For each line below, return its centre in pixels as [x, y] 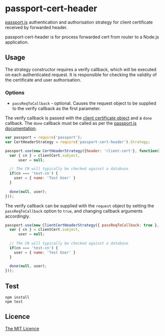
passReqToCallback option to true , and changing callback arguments [74, 211]
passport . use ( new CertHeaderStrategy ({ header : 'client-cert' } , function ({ [83, 151]
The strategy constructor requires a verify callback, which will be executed [81, 69]
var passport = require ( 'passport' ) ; [44, 138]
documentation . [21, 129]
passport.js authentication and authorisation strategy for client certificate [79, 22]
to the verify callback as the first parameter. [56, 109]
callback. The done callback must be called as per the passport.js [71, 123]
